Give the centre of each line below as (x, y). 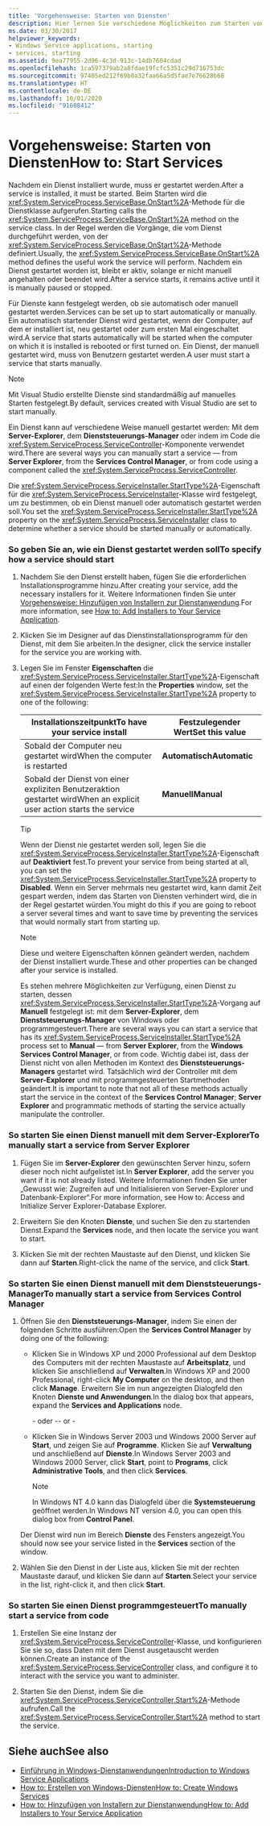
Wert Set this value (210, 732)
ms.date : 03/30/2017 (43, 31)
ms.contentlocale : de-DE (50, 91)
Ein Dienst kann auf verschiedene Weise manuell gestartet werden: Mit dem (134, 427)
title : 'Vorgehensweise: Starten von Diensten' (90, 16)
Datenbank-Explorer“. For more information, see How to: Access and (132, 1197)
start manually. (33, 412)
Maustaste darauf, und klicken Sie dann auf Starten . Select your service (138, 1575)
